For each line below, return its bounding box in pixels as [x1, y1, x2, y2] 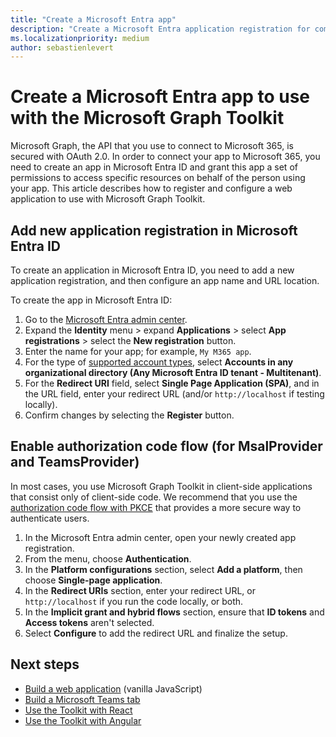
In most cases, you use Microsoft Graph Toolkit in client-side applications [10, 480, 313, 492]
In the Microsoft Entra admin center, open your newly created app [24, 531, 297, 543]
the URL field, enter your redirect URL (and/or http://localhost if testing [24, 388, 325, 400]
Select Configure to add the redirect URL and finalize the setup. [24, 627, 288, 639]
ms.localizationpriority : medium [10, 33, 150, 43]
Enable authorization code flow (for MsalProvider [10, 438, 323, 455]
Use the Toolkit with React [24, 704, 133, 716]
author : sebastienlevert [10, 42, 114, 53]
